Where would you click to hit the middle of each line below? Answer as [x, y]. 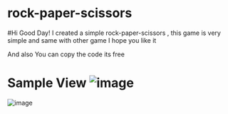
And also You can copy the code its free [66, 54]
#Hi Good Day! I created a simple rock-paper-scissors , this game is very [114, 33]
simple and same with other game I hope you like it [82, 40]
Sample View [47, 83]
